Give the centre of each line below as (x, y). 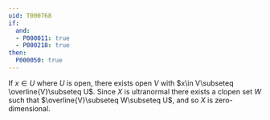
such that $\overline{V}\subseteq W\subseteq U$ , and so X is (111, 100)
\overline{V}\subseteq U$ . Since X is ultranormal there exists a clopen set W (135, 91)
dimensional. (29, 108)
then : (17, 53)
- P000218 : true (43, 46)
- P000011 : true (43, 38)
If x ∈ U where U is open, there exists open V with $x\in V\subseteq (121, 83)
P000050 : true (39, 61)
